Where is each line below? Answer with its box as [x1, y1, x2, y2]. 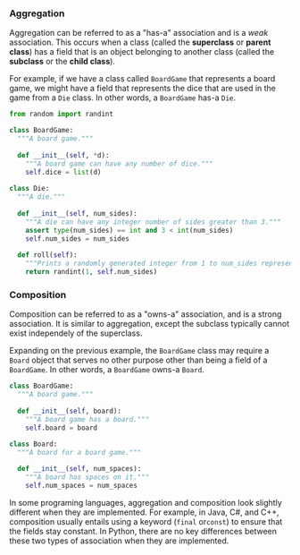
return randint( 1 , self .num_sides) [25, 268, 158, 277]
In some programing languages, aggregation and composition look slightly [9, 497, 283, 508]
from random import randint [9, 110, 114, 119]
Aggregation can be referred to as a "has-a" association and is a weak [9, 28, 269, 38]
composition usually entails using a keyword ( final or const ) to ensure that [9, 516, 283, 526]
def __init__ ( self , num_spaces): [17, 465, 142, 474]
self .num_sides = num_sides [25, 234, 129, 243]
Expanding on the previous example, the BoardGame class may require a [9, 346, 270, 356]
